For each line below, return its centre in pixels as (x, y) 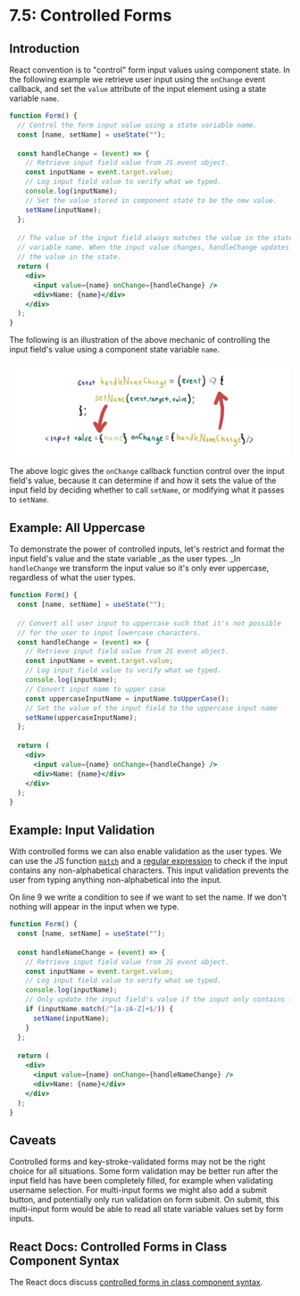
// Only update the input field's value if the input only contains (155, 1000)
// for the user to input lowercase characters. (109, 633)
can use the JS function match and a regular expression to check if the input (149, 861)
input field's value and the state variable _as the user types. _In (125, 559)
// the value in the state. (70, 257)
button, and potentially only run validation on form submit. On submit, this (144, 1200)
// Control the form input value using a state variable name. (137, 125)
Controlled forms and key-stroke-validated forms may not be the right (137, 1162)
